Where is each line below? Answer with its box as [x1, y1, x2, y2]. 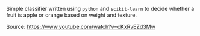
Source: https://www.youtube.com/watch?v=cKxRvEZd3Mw [6, 23, 155, 30]
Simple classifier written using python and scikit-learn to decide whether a [6, 5, 195, 12]
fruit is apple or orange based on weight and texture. [6, 11, 137, 19]
